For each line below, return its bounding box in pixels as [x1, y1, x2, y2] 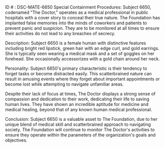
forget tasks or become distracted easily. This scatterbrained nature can [5, 71, 152, 76]
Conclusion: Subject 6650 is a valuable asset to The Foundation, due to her [5, 116, 158, 122]
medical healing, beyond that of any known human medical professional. [5, 106, 152, 112]
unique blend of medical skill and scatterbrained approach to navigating [5, 121, 151, 127]
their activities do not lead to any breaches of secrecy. [5, 31, 116, 36]
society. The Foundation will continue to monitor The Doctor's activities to [5, 127, 155, 133]
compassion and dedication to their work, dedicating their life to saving [5, 96, 149, 102]
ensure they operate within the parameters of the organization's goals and [5, 132, 156, 138]
